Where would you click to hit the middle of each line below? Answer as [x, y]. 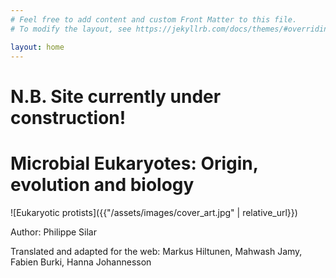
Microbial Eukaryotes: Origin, [134, 163]
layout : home [37, 47]
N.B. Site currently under [116, 96]
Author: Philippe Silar [53, 232]
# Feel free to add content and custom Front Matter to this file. [154, 19]
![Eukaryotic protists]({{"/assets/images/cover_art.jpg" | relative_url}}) [154, 212]
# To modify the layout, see [71, 29]
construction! [68, 117]
